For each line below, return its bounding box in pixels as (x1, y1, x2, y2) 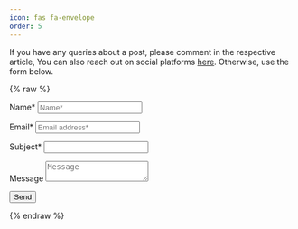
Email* (9, 121, 34, 132)
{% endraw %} (9, 210, 65, 221)
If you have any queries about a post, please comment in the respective (9, 46, 276, 57)
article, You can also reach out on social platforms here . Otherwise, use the (9, 56, 289, 67)
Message (9, 173, 44, 184)
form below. (9, 65, 54, 77)
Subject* (9, 141, 42, 152)
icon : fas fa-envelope (9, 13, 95, 23)
